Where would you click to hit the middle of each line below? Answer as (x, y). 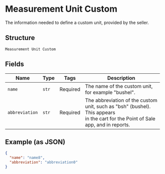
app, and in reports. (108, 125)
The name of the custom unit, (119, 86)
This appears (100, 112)
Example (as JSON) (35, 142)
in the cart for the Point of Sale (120, 118)
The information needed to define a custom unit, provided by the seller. (77, 22)
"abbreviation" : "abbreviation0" (44, 162)
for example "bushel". (110, 92)
